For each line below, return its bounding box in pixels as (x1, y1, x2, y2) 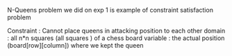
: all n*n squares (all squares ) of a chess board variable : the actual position (7, 34, 225, 42)
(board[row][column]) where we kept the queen (7, 41, 144, 49)
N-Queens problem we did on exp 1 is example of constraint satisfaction (7, 6, 214, 14)
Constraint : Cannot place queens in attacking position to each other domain (7, 27, 226, 35)
